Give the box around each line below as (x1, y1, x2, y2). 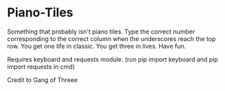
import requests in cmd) (7, 62, 75, 70)
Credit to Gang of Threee (7, 75, 78, 83)
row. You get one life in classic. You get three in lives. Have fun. (7, 42, 187, 50)
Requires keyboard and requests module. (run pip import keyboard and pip (7, 55, 218, 63)
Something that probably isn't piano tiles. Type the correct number (7, 27, 196, 36)
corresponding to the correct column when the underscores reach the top (7, 34, 216, 42)
